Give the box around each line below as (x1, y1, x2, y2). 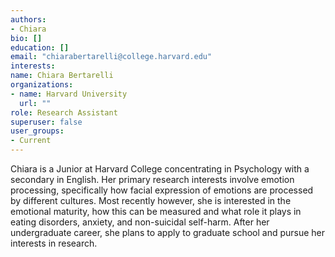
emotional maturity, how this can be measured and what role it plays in (10, 206, 302, 217)
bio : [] (10, 33, 43, 43)
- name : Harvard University (10, 89, 128, 99)
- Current (10, 136, 52, 146)
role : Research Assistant (10, 107, 118, 118)
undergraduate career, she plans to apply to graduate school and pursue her (10, 227, 326, 238)
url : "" (19, 98, 52, 108)
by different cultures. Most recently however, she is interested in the (10, 195, 292, 206)
